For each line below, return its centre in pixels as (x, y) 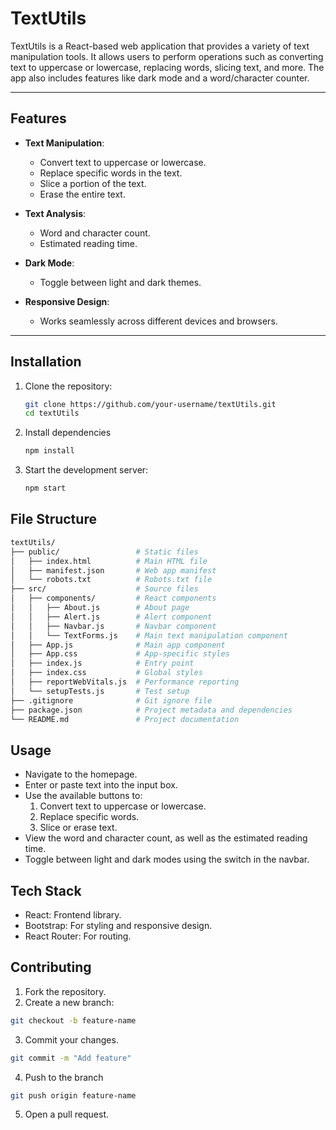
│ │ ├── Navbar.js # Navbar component (113, 626)
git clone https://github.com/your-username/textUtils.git (150, 404)
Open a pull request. (67, 1114)
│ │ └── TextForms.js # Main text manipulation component (149, 635)
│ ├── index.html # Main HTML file (109, 561)
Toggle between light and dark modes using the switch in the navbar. (167, 859)
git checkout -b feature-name (73, 1020)
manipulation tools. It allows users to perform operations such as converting (167, 56)
